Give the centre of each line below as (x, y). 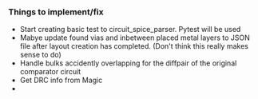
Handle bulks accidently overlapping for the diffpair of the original (128, 63)
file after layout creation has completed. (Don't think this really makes (134, 46)
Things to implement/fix (56, 12)
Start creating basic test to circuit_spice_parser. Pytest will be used (130, 30)
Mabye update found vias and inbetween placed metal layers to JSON (135, 38)
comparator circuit (50, 72)
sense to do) (40, 55)
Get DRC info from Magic (61, 80)
